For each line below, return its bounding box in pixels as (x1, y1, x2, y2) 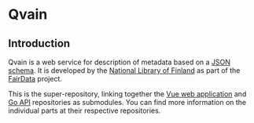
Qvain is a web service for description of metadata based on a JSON (8, 57, 230, 67)
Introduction (8, 37, 71, 50)
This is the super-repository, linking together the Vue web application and (8, 89, 247, 99)
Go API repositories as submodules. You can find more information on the (8, 98, 247, 107)
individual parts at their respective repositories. (8, 106, 161, 115)
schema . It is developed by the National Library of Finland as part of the (8, 66, 241, 75)
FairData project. (8, 74, 63, 83)
